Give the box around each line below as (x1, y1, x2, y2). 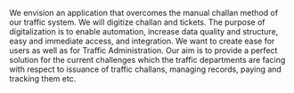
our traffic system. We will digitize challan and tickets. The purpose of (9, 17, 265, 27)
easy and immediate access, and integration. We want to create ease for (9, 35, 275, 46)
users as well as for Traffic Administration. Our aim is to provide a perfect (9, 45, 278, 56)
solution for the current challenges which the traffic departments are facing (9, 55, 286, 65)
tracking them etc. (9, 74, 77, 83)
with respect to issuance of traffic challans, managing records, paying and (9, 64, 282, 74)
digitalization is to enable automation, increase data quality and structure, (9, 27, 279, 36)
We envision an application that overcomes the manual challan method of (9, 8, 279, 18)
